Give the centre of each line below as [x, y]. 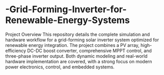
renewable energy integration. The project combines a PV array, [73, 45]
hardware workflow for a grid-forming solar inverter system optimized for [82, 40]
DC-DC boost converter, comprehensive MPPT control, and [89, 51]
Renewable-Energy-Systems [67, 20]
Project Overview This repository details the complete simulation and [78, 34]
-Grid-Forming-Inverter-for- [66, 9]
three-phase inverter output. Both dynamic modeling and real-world [76, 56]
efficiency [16, 51]
